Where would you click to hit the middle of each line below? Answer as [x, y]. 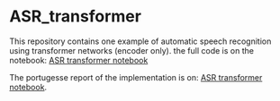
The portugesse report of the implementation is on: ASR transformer [136, 77]
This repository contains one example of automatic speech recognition [140, 41]
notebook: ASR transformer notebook [79, 60]
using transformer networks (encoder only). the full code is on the [132, 50]
